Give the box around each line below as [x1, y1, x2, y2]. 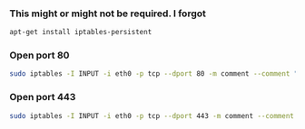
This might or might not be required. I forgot [9, 7, 207, 20]
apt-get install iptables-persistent [9, 28, 152, 37]
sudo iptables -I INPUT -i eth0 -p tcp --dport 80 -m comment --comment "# [9, 69, 302, 78]
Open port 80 [9, 49, 70, 61]
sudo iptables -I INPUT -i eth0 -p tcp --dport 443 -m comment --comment [9, 111, 295, 120]
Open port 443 [9, 91, 76, 104]
